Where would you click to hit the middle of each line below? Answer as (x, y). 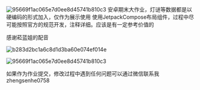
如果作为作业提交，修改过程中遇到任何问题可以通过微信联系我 (83, 74)
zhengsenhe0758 (28, 80)
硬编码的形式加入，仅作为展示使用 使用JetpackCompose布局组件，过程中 (98, 17)
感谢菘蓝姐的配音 (27, 37)
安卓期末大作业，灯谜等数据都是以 (150, 9)
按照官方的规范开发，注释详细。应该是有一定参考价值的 (85, 24)
